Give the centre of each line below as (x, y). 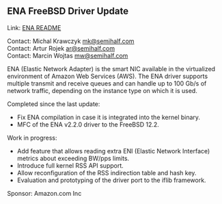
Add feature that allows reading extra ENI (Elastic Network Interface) (113, 151)
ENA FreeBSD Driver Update (68, 11)
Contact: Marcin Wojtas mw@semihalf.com (68, 55)
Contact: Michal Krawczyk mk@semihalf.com (71, 41)
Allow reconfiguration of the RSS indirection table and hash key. (107, 173)
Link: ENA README (34, 27)
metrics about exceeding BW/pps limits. (73, 158)
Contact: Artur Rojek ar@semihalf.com (61, 48)
